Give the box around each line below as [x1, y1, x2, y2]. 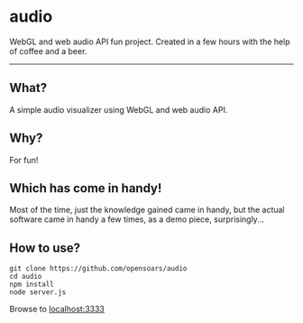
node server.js [9, 288, 67, 297]
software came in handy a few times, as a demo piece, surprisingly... [9, 214, 264, 225]
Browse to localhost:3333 [9, 304, 106, 315]
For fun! [9, 154, 39, 165]
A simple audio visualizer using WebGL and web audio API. [9, 104, 228, 115]
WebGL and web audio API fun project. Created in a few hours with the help [9, 36, 290, 47]
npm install [9, 280, 54, 290]
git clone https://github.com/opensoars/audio [9, 264, 188, 273]
